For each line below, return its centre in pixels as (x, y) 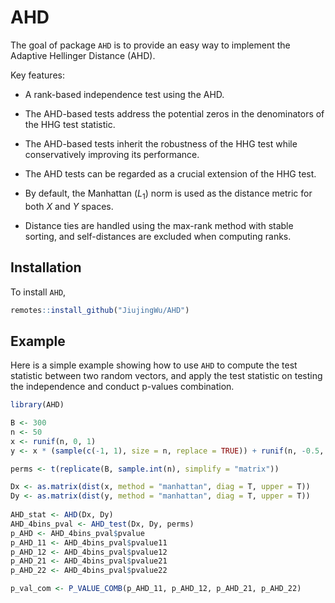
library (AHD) (37, 405)
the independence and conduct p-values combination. (122, 387)
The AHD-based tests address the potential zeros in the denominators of (174, 113)
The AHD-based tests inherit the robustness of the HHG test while (161, 143)
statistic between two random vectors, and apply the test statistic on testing (166, 376)
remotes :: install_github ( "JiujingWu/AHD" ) (100, 310)
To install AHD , (38, 292)
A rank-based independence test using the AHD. (124, 94)
